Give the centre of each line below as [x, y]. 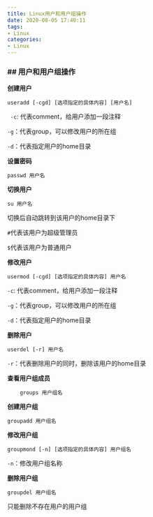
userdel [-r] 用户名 [36, 350]
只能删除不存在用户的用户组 [47, 507]
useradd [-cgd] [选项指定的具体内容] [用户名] [70, 103]
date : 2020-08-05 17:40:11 [46, 20]
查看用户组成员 [29, 378]
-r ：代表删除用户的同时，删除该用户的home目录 [77, 364]
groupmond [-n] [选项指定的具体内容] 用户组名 [69, 450]
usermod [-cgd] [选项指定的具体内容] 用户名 [67, 277]
